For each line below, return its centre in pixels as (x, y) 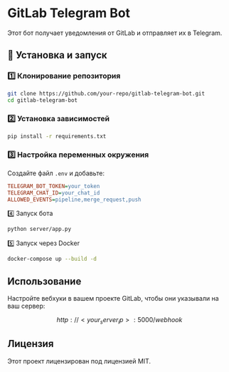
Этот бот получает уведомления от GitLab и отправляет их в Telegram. (115, 33)
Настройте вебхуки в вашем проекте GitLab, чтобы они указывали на (113, 299)
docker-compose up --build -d (52, 259)
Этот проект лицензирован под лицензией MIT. (79, 361)
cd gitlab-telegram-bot (43, 100)
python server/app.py (39, 229)
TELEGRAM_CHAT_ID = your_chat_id (54, 193)
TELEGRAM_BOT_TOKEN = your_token (54, 186)
